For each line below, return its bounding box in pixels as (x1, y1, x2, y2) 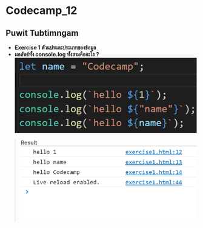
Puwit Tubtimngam (5, 28, 79, 38)
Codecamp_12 (5, 4, 78, 18)
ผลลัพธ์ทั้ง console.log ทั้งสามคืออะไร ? (14, 51, 99, 58)
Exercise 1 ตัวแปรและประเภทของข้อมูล (14, 44, 96, 51)
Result (20, 139, 38, 146)
